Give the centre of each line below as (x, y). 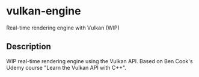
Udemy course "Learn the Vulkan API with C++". (66, 67)
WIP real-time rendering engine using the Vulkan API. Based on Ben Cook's (100, 61)
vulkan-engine (44, 11)
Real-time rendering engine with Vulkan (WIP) (63, 28)
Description (29, 47)
